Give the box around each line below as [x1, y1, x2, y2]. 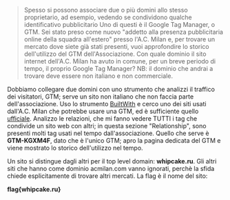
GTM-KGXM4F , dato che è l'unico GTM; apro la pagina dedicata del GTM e [7, 137, 221, 144]
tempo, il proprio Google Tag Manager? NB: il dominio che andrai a [23, 65, 213, 72]
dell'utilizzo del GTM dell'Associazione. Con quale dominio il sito [23, 50, 207, 58]
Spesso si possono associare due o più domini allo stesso [23, 6, 188, 14]
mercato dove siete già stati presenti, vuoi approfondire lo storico [23, 43, 210, 50]
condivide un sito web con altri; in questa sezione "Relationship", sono [7, 122, 207, 130]
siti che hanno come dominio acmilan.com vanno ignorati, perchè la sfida [7, 165, 215, 172]
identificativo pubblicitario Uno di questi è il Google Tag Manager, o [23, 21, 216, 28]
